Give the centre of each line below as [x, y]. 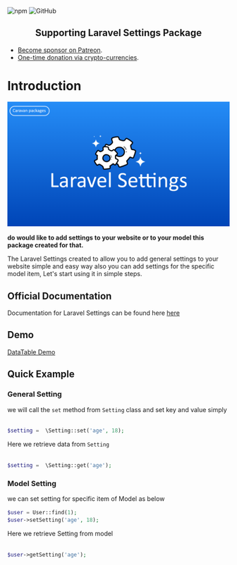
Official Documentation [60, 296]
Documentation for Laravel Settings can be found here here [93, 313]
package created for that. [45, 245]
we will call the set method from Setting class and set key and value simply [117, 409]
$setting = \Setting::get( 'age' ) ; [60, 466]
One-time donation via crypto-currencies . [78, 57]
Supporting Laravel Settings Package [119, 33]
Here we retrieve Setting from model [60, 534]
